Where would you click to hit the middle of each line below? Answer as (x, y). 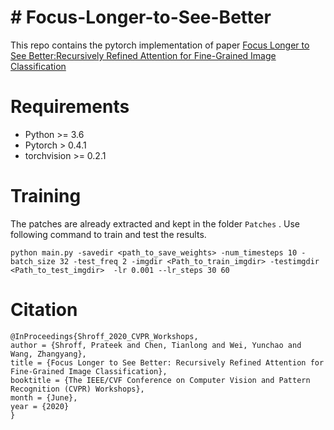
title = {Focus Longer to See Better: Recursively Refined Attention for (167, 362)
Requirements (70, 107)
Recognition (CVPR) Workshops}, (77, 389)
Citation (44, 310)
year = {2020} (40, 406)
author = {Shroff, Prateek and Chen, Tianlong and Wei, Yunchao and (156, 345)
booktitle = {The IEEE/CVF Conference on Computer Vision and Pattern (160, 380)
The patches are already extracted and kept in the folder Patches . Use (155, 223)
